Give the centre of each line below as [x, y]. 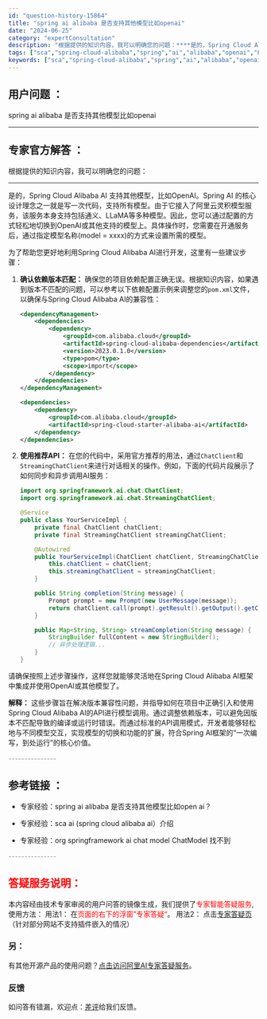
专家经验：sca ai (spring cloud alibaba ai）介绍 [97, 823]
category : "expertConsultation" [62, 38]
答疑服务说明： [45, 883]
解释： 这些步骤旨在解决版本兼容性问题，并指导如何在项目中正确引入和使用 [131, 702]
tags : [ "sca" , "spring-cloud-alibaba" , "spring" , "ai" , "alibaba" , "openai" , [131, 53]
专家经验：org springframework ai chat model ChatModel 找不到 [125, 840]
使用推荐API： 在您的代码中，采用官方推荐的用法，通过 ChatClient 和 [132, 456]
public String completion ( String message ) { [109, 593]
